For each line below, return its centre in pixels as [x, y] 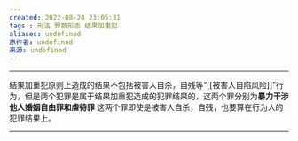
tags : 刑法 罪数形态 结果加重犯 [63, 26]
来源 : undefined [38, 51]
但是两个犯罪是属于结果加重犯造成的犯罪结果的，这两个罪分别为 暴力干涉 [157, 96]
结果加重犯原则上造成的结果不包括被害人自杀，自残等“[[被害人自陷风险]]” [143, 85]
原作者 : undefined [41, 42]
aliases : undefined [45, 34]
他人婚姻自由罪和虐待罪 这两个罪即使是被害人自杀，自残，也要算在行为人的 [146, 107]
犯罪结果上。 [32, 118]
